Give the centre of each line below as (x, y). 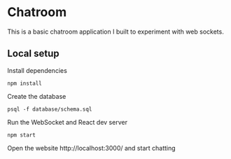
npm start (22, 135)
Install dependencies (37, 70)
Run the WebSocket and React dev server (68, 122)
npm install (24, 83)
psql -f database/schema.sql (50, 109)
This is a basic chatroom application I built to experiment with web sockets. (115, 32)
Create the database (37, 96)
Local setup (33, 54)
